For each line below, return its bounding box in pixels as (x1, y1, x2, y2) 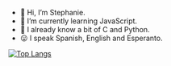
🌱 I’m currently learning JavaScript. (19, 16, 138, 26)
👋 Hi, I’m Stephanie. (19, 8, 86, 17)
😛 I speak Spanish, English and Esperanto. (19, 33, 163, 43)
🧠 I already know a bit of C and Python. (19, 25, 151, 34)
